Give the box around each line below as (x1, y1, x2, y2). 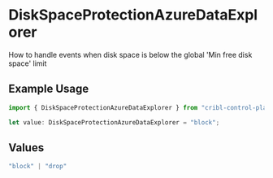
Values (8, 141, 45, 154)
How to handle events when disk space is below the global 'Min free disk (8, 50, 253, 59)
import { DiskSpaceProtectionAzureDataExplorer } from (8, 103, 198, 111)
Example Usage (8, 82, 89, 96)
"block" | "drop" (8, 163, 67, 171)
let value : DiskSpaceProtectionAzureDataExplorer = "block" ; (8, 118, 220, 127)
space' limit (8, 59, 47, 68)
